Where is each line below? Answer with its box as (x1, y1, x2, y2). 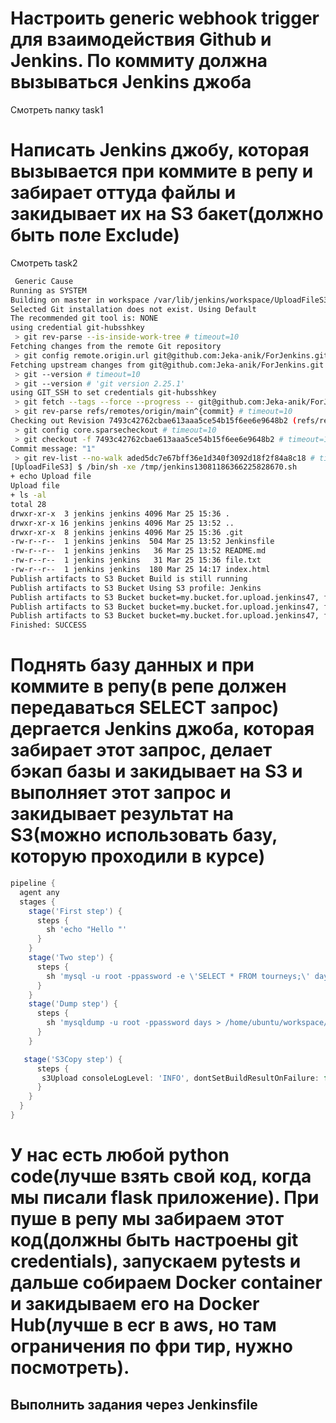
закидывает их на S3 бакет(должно (10, 203, 324, 226)
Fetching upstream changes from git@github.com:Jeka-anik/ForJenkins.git (10, 360, 325, 370)
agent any (19, 887, 60, 897)
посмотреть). (10, 1357, 130, 1379)
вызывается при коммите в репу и (10, 160, 314, 183)
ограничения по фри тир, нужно (10, 1335, 293, 1358)
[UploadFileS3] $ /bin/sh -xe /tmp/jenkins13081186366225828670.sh (10, 462, 298, 472)
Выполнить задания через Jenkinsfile (10, 1396, 258, 1413)
